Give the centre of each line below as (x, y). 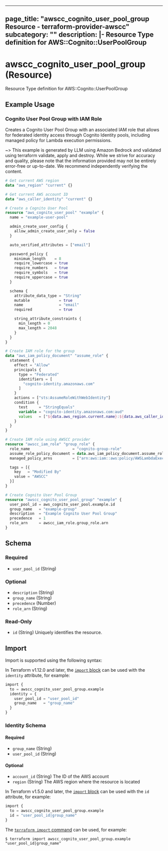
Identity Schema (26, 725)
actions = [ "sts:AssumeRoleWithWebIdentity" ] (62, 398)
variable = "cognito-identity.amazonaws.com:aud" (71, 412)
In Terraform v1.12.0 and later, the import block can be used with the (75, 670)
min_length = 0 (34, 324)
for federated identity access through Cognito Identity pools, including (77, 135)
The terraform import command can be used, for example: (66, 829)
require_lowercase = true (41, 263)
